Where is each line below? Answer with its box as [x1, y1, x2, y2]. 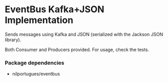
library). [5, 37, 21, 43]
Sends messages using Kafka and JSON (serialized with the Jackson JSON [5, 31, 163, 37]
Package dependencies [5, 59, 64, 66]
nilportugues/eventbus [12, 71, 60, 77]
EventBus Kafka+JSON [5, 4, 105, 15]
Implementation [5, 14, 74, 26]
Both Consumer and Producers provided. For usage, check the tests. [5, 46, 149, 52]
